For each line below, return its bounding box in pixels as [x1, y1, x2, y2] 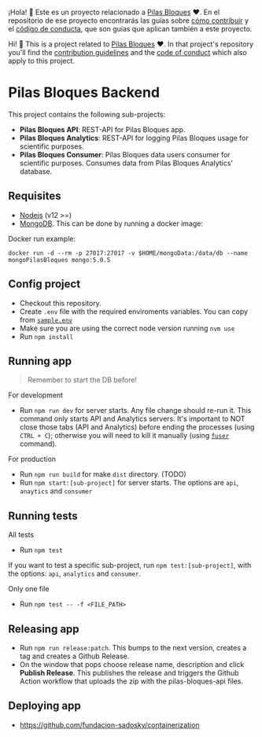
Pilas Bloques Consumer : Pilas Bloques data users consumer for [19, 149, 231, 159]
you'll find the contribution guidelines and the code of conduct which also [8, 48, 248, 57]
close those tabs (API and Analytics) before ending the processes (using [19, 422, 255, 432]
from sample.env [19, 315, 73, 324]
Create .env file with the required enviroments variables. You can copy [19, 307, 249, 316]
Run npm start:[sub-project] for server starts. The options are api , [19, 478, 239, 488]
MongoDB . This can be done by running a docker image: [19, 219, 203, 228]
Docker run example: [8, 234, 76, 243]
